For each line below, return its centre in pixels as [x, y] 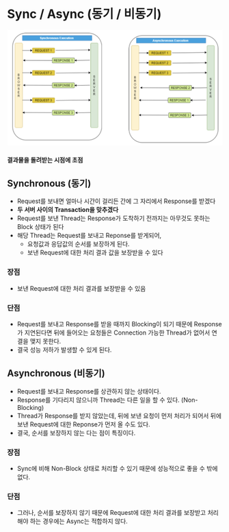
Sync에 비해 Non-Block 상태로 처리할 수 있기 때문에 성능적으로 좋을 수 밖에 [117, 469]
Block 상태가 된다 [40, 227]
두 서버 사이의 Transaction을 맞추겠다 [68, 210]
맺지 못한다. [45, 341]
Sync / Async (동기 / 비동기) [84, 14]
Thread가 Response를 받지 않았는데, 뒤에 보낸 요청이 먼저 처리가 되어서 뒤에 [119, 415]
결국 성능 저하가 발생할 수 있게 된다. [64, 350]
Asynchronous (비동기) [56, 373]
